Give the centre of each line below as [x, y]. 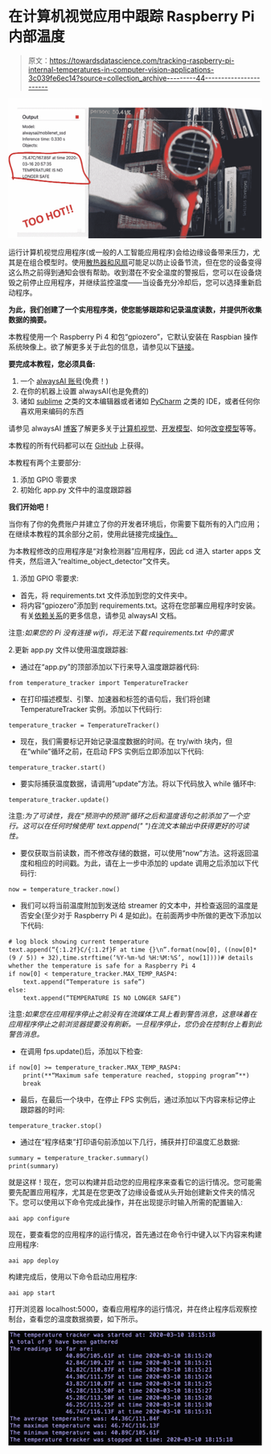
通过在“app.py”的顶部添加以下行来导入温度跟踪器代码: [109, 667]
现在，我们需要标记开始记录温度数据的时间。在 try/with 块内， [123, 741]
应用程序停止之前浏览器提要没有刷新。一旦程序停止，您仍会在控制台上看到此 [135, 1024]
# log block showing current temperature [79, 942]
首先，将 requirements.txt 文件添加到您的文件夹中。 [105, 595]
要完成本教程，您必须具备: [52, 364]
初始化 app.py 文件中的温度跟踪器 [76, 489]
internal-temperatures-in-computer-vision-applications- [121, 69]
